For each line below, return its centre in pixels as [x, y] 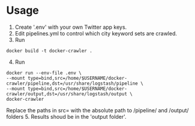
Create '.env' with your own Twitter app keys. [71, 27]
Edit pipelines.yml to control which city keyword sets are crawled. [96, 33]
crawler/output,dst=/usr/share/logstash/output [67, 94]
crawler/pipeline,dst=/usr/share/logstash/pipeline [72, 83]
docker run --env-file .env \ [44, 73]
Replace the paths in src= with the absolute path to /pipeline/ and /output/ [97, 110]
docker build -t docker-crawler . [49, 51]
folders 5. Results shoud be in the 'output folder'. [67, 116]
